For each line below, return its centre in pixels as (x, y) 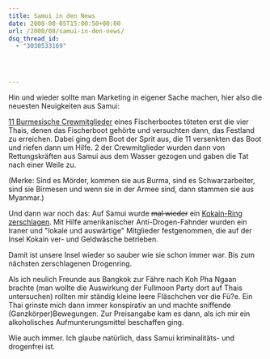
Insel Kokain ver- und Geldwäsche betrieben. (84, 239)
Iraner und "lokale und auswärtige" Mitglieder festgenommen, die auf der (130, 231)
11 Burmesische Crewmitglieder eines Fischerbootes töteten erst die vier (129, 122)
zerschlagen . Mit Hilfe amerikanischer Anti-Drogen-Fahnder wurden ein (128, 222)
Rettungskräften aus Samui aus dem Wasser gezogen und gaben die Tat (129, 156)
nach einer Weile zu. (42, 165)
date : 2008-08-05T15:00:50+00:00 (65, 24)
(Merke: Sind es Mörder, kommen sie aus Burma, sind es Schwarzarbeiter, (132, 181)
